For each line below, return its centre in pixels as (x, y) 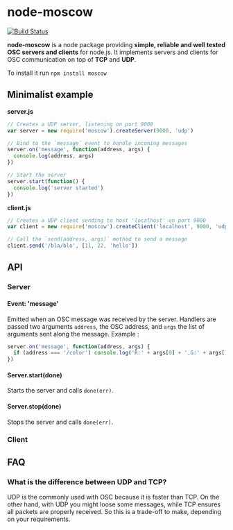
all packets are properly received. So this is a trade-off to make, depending (114, 512)
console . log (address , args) (54, 156)
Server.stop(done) (34, 406)
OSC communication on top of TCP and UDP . (72, 59)
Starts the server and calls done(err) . (60, 391)
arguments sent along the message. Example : (74, 334)
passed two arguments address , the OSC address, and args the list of (106, 326)
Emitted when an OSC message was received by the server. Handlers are (112, 319)
